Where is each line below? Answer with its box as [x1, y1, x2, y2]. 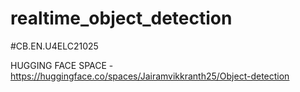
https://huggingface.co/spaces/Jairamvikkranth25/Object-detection [10, 70, 290, 82]
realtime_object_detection [10, 7, 233, 30]
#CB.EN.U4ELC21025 [10, 40, 99, 52]
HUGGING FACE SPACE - [10, 59, 114, 71]
